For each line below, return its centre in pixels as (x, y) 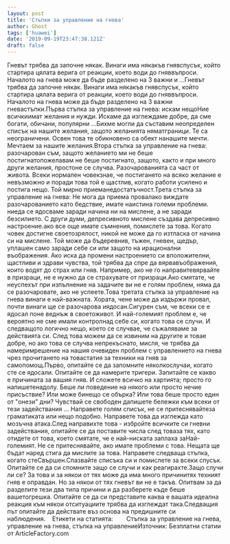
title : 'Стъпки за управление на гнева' (66, 20)
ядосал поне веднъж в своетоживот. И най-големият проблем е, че (107, 314)
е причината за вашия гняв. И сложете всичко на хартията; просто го (109, 380)
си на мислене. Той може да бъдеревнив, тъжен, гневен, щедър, (103, 241)
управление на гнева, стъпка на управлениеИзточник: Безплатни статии (114, 526)
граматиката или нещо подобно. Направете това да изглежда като (105, 416)
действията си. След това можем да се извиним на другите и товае (107, 336)
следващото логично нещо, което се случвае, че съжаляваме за (102, 328)
